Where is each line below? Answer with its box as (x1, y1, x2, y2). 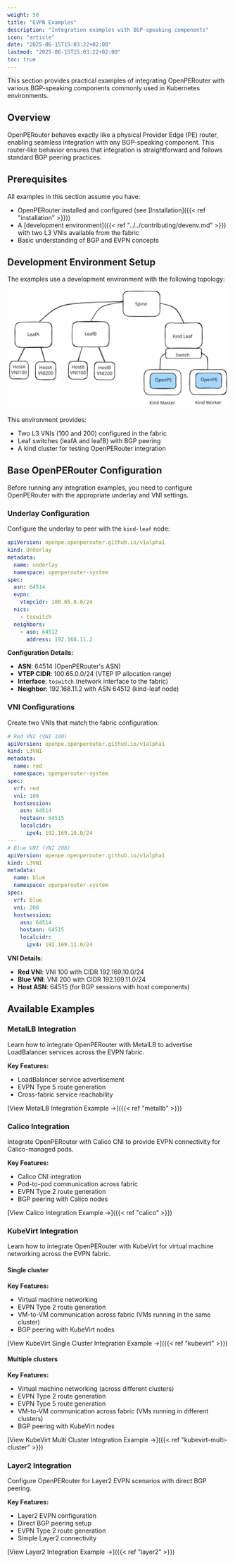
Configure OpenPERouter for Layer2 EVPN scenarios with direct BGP (7, 1477, 207, 1485)
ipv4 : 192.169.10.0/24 (25, 830, 93, 837)
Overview (7, 111, 51, 123)
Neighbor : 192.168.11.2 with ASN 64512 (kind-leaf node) (17, 684, 179, 693)
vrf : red (13, 785, 39, 792)
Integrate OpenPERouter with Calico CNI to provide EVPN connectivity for (7, 1137, 220, 1146)
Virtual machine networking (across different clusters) (17, 1384, 174, 1393)
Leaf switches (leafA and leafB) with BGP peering (17, 437, 161, 445)
